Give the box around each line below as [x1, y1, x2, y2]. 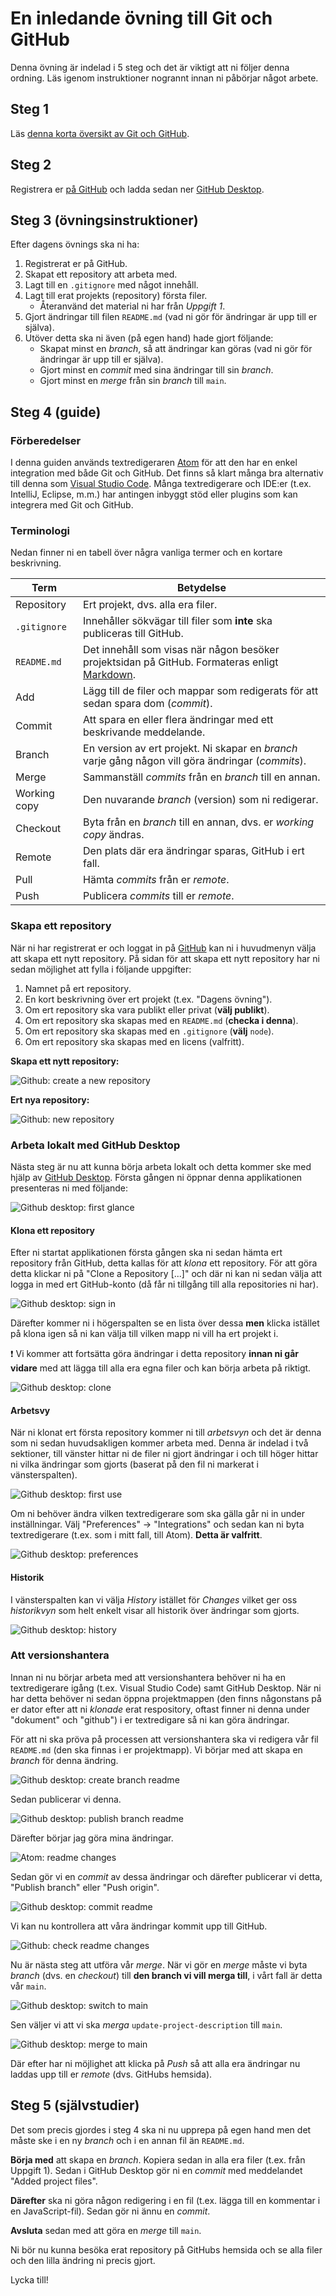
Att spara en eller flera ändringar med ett [83, 713, 274, 727]
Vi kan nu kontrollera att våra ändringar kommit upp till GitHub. [10, 1920, 268, 1932]
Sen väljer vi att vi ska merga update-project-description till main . [10, 2018, 283, 2031]
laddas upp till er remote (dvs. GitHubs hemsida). [10, 2068, 213, 2080]
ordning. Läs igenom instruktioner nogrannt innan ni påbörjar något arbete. [10, 72, 319, 84]
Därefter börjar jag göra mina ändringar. [10, 1832, 174, 1844]
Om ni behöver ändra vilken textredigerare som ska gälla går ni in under [10, 1508, 306, 1520]
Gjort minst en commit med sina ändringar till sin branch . [39, 364, 274, 376]
